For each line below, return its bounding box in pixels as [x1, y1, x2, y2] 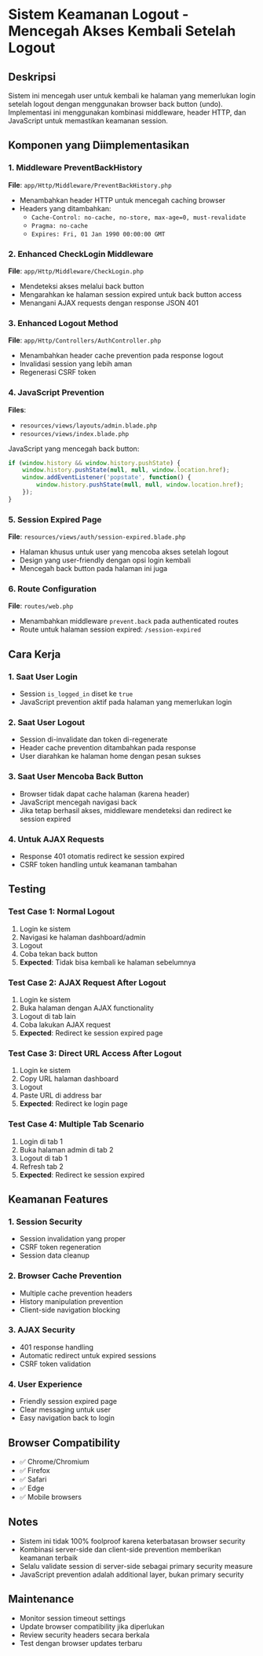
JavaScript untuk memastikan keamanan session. [8, 116, 169, 125]
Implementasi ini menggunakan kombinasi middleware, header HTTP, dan [8, 108, 247, 117]
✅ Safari [19, 1475, 47, 1484]
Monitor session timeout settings [19, 1613, 126, 1623]
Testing [8, 882, 46, 896]
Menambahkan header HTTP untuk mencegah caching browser [19, 195, 226, 205]
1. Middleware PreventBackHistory [8, 163, 143, 174]
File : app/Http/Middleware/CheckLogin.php [8, 266, 144, 276]
